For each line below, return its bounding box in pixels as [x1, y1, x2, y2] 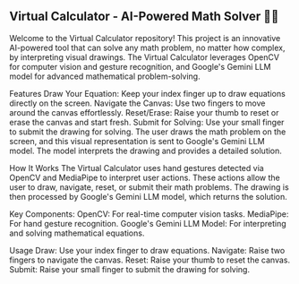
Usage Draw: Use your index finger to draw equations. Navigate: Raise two [9, 245, 286, 255]
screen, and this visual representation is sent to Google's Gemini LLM [9, 135, 266, 146]
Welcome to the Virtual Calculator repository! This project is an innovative [9, 32, 281, 43]
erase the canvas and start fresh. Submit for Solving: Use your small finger [9, 116, 285, 127]
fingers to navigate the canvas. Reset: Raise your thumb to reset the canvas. [9, 254, 291, 265]
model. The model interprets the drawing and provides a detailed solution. [9, 145, 282, 156]
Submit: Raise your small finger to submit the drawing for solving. [9, 263, 251, 274]
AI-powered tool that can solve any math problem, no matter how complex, [9, 42, 286, 53]
